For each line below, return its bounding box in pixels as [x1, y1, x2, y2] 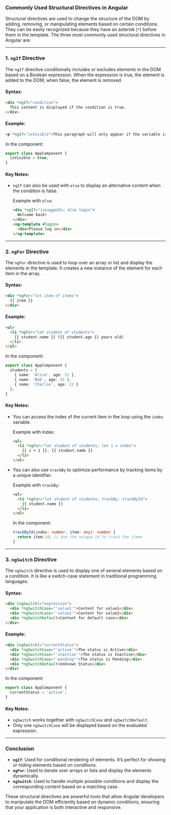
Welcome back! [17, 213, 47, 218]
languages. [5, 579, 29, 585]
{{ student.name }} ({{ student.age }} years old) [14, 335, 124, 340]
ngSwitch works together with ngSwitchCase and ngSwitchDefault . [12, 717, 149, 723]
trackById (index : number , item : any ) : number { [12, 530, 116, 535]
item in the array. [5, 270, 41, 276]
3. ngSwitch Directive [5, 556, 57, 563]
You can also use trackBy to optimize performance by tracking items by [12, 467, 163, 473]
